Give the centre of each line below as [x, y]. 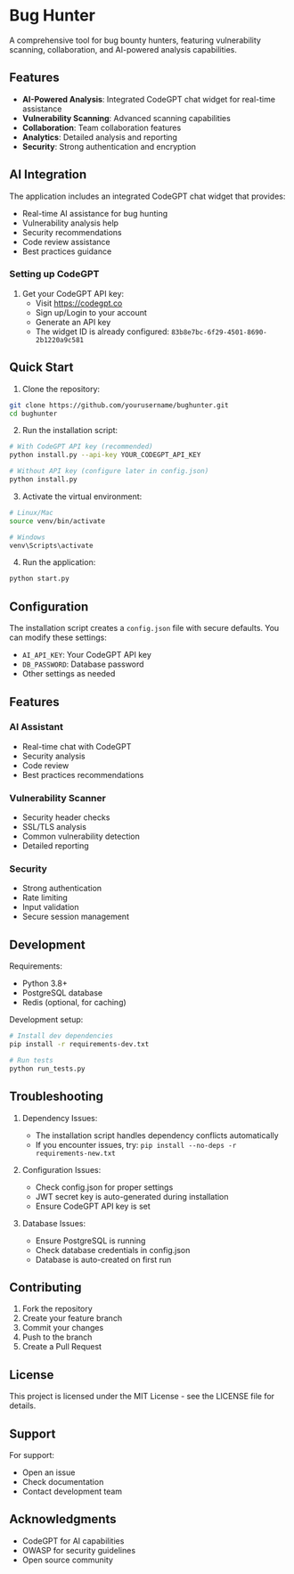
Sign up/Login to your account [91, 312]
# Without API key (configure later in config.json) [109, 471]
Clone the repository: [61, 389]
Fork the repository [57, 1309]
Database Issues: [54, 1223]
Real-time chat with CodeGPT [77, 746]
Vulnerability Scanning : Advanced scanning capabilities [127, 118]
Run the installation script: [70, 430]
